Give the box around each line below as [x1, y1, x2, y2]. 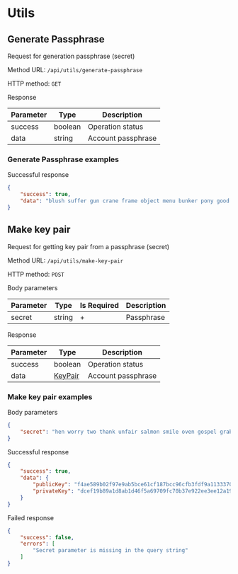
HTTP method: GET [7, 79, 62, 88]
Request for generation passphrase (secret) [7, 52, 135, 60]
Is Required [79, 300, 119, 310]
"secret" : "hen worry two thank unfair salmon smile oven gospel [20, 428, 217, 435]
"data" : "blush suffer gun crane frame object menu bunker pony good [20, 197, 230, 205]
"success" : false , [20, 534, 74, 541]
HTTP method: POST [7, 270, 65, 278]
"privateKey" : [33, 488, 74, 495]
